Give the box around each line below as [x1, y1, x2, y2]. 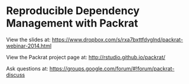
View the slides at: [6, 36, 51, 43]
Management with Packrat [6, 16, 139, 30]
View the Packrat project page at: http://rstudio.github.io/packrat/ [6, 53, 165, 61]
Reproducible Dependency [6, 4, 140, 18]
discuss [6, 71, 25, 78]
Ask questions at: [6, 65, 48, 72]
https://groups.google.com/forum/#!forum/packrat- [49, 65, 175, 72]
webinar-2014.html [6, 42, 52, 49]
